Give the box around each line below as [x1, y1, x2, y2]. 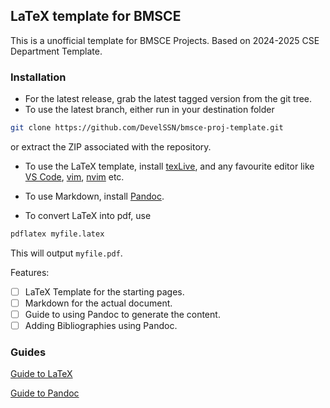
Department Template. [10, 45, 103, 57]
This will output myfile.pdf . [10, 247, 123, 259]
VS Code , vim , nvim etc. [24, 170, 125, 183]
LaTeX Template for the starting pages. [24, 285, 185, 298]
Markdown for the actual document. [24, 297, 173, 309]
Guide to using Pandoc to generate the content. [24, 308, 221, 320]
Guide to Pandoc [10, 387, 80, 399]
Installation [10, 70, 67, 84]
